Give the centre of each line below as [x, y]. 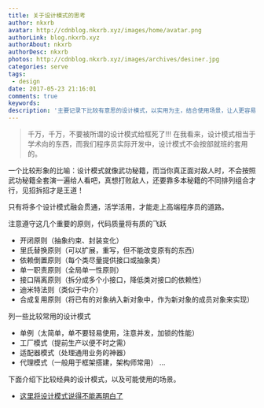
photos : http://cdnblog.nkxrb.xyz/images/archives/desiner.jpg [114, 60]
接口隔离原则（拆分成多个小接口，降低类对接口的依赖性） [112, 280]
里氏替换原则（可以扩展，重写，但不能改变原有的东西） [109, 250]
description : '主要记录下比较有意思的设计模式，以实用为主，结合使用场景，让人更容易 [132, 111]
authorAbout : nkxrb [40, 45]
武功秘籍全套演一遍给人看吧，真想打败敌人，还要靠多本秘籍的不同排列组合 [128, 180]
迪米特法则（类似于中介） [61, 289]
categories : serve [38, 67]
